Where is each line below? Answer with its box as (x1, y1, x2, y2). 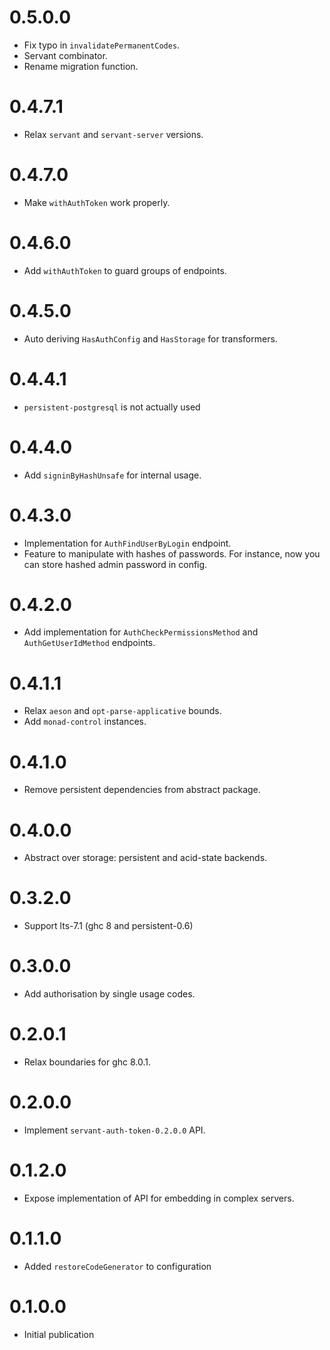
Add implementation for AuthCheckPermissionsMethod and (23, 626, 259, 638)
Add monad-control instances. (23, 716, 147, 728)
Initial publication (23, 1328, 95, 1340)
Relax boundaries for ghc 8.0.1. (23, 1056, 152, 1068)
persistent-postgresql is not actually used (23, 401, 201, 413)
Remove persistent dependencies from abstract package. (23, 784, 261, 796)
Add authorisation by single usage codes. (23, 988, 196, 1000)
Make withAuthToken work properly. (23, 196, 171, 208)
